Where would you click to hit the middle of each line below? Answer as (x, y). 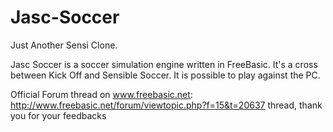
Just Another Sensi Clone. (64, 45)
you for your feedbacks (58, 115)
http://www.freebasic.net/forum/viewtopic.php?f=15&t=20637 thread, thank (166, 105)
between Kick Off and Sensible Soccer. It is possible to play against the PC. (165, 75)
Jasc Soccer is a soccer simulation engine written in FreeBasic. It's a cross (164, 64)
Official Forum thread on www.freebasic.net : (101, 94)
